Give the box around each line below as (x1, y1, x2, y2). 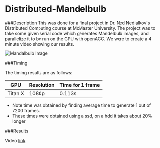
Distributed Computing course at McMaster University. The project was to (5, 25, 156, 31)
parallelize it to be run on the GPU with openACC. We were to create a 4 (5, 36, 152, 42)
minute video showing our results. (5, 41, 74, 47)
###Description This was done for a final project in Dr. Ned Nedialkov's (5, 20, 150, 26)
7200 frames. (12, 107, 40, 113)
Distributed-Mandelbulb (5, 3, 107, 15)
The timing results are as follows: (5, 69, 73, 75)
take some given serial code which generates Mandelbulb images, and (5, 30, 149, 36)
